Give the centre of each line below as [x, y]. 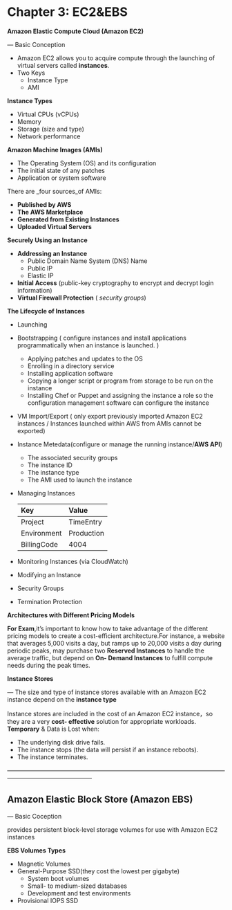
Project [32, 522]
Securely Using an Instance [47, 240]
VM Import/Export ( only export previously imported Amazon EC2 [110, 416]
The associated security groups [72, 457]
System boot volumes [58, 878]
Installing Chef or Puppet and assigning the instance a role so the [120, 395]
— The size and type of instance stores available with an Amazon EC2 [107, 692]
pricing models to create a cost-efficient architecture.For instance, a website [116, 636]
